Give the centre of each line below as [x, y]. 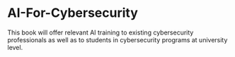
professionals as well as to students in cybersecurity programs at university [117, 39]
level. [15, 47]
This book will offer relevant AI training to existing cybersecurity [101, 32]
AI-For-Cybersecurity [73, 13]
